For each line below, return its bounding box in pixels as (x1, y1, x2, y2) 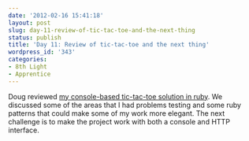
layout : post (8, 19, 51, 27)
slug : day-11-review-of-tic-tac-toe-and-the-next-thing (8, 26, 195, 34)
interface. (8, 125, 39, 135)
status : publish (8, 33, 61, 42)
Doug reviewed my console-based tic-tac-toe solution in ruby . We (8, 91, 223, 101)
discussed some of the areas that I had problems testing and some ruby (8, 100, 242, 109)
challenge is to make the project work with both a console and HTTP (8, 117, 231, 126)
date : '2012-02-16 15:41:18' (8, 11, 104, 20)
